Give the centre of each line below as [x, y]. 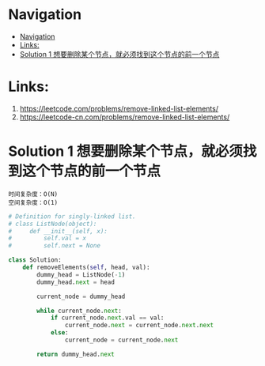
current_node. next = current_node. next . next [139, 326]
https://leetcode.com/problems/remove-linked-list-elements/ [119, 108]
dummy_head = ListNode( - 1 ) [81, 274]
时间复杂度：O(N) [33, 194]
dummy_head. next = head [76, 282]
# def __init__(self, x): [58, 231]
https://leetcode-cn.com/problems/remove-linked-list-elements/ [125, 117]
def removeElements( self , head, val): [86, 268]
